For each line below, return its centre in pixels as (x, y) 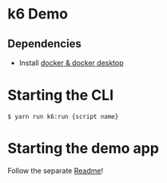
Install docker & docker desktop (72, 63)
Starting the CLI (60, 95)
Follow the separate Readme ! (56, 170)
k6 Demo (38, 14)
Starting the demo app (83, 148)
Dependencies (44, 44)
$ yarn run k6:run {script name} (63, 116)
